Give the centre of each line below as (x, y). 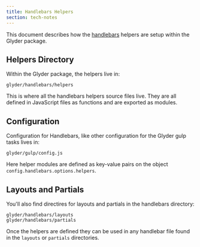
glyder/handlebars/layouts (40, 215)
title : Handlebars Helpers (40, 12)
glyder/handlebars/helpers (40, 85)
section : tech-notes (32, 17)
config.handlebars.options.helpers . (51, 171)
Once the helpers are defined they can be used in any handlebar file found (98, 231)
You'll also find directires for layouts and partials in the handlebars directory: (100, 204)
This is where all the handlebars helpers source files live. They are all (91, 96)
